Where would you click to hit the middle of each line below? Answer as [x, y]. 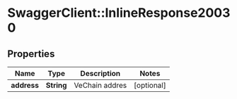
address [25, 85]
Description [100, 73]
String [56, 85]
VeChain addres [100, 85]
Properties [31, 54]
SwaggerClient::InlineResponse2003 [119, 13]
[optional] [150, 85]
